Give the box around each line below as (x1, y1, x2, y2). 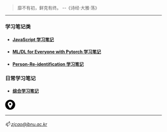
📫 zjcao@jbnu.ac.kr (5, 122, 47, 128)
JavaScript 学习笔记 (12, 36, 54, 42)
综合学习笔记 (12, 88, 39, 94)
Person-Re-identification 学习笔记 (12, 61, 84, 67)
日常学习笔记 (5, 75, 36, 82)
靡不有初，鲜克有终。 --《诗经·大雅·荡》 (17, 5, 99, 10)
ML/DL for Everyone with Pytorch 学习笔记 (12, 49, 101, 55)
